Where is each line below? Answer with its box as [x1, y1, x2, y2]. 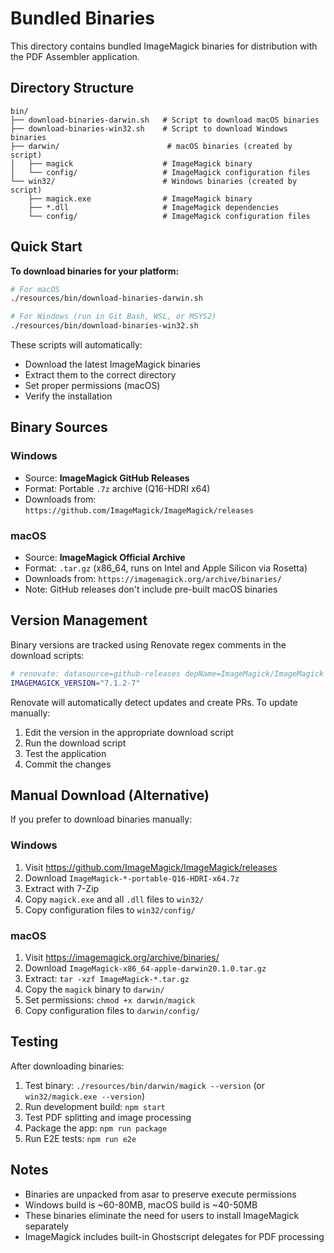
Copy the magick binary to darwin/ [24, 983, 165, 996]
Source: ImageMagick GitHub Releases [24, 472, 190, 484]
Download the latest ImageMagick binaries [24, 358, 201, 371]
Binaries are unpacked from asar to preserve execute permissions [24, 1188, 297, 1200]
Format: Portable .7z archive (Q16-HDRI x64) [24, 482, 211, 494]
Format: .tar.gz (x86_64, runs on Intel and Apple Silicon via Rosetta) [24, 562, 308, 574]
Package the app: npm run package [24, 1122, 168, 1134]
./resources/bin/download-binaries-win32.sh [10, 321, 199, 331]
